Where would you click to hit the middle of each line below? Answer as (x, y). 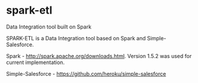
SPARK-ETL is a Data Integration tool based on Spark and (76, 38)
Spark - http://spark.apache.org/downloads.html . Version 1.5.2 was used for (99, 56)
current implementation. (36, 62)
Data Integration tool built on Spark (49, 27)
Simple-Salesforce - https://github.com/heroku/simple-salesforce (86, 74)
